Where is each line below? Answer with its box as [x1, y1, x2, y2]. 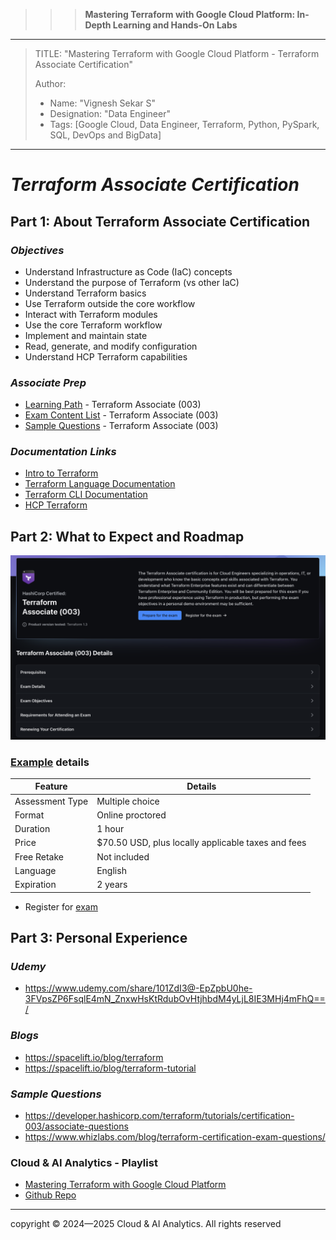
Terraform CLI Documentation [24, 489, 148, 501]
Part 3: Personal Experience [10, 930, 188, 947]
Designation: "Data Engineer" [49, 108, 171, 119]
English [96, 864, 127, 876]
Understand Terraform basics [24, 287, 147, 299]
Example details [10, 755, 90, 769]
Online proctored [96, 809, 167, 821]
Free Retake [14, 850, 64, 863]
